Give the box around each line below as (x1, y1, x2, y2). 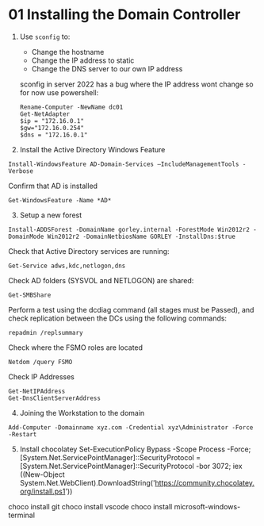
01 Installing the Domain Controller (8, 6, 241, 24)
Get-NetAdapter (19, 109, 71, 118)
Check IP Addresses (8, 371, 75, 382)
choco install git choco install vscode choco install (8, 501, 173, 511)
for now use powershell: (19, 87, 99, 97)
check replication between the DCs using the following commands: (8, 313, 228, 323)
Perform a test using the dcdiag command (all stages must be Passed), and (8, 305, 254, 314)
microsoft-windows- (174, 501, 241, 511)
